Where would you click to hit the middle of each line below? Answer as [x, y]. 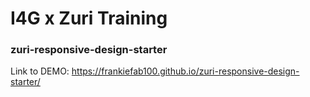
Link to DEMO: [40, 71]
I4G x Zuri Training [89, 18]
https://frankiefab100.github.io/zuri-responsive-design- [185, 71]
